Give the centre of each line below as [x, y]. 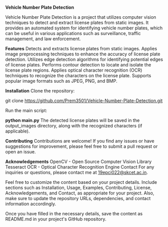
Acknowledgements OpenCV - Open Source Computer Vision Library [78, 161]
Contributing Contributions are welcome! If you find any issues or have [80, 141]
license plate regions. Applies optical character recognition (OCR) [74, 70]
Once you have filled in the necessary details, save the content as [74, 214]
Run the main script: [26, 110]
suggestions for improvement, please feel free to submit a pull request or [81, 146]
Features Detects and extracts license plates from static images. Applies [81, 48]
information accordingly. [31, 204]
